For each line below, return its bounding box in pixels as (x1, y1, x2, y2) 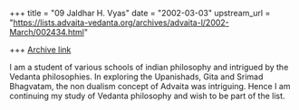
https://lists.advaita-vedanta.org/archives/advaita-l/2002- (13, 17, 229, 28)
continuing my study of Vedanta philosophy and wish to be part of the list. (9, 90, 285, 101)
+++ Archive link (9, 44, 72, 55)
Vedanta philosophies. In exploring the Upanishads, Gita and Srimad (9, 71, 264, 82)
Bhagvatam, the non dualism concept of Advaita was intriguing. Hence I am (9, 81, 291, 91)
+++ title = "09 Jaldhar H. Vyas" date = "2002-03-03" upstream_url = (9, 8, 271, 18)
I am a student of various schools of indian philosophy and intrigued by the (9, 62, 289, 72)
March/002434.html (9, 27, 84, 37)
